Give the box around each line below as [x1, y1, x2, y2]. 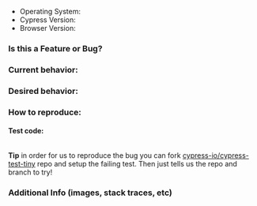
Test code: [8, 126, 44, 136]
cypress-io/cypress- [182, 150, 249, 160]
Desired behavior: [8, 85, 79, 96]
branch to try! [8, 167, 53, 177]
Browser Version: [19, 24, 77, 32]
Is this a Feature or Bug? [8, 43, 103, 54]
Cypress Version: [19, 15, 77, 24]
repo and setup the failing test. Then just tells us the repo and [36, 159, 237, 168]
